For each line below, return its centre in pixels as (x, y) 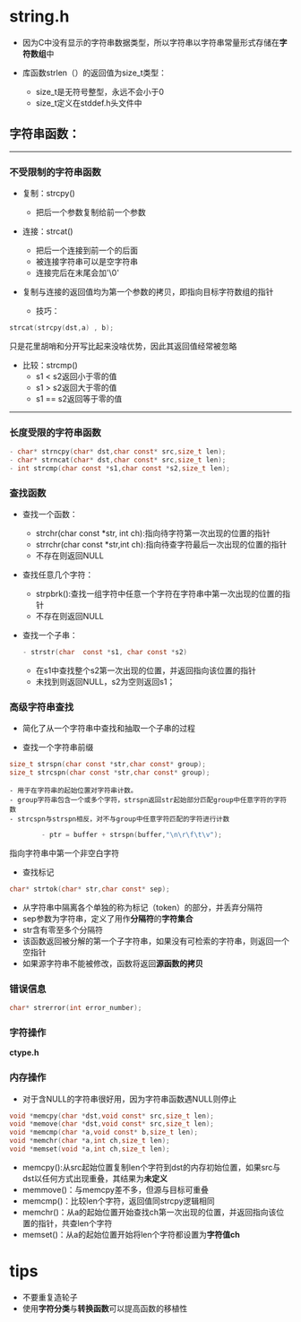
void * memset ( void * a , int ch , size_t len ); (90, 1149)
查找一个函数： (50, 514)
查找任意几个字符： (58, 575)
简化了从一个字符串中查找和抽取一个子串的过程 (108, 729)
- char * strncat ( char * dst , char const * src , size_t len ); (118, 460)
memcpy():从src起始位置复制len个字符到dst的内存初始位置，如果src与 (151, 1167)
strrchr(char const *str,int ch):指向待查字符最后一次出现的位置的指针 (161, 545)
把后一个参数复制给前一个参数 (90, 212)
